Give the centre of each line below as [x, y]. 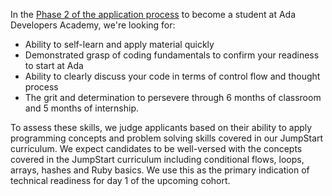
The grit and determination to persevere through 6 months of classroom [173, 97]
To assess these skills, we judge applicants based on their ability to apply [161, 127]
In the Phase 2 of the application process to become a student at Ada [153, 14]
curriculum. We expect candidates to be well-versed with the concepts [156, 148]
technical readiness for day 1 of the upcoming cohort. [120, 180]
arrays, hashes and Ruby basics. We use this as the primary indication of [160, 170]
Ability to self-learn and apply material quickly [119, 44]
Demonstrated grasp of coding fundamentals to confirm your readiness [172, 55]
